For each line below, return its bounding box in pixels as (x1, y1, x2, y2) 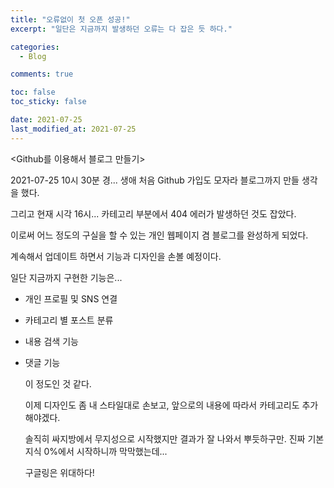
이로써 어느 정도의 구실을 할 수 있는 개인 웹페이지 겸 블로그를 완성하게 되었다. (10, 229, 309, 241)
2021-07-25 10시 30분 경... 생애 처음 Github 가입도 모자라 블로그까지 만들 (10, 174, 300, 186)
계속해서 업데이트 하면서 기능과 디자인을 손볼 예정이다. (10, 250, 222, 262)
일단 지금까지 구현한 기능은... (10, 271, 123, 283)
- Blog (19, 51, 47, 61)
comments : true (10, 69, 74, 80)
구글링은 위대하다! (24, 466, 95, 478)
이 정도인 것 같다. (24, 377, 92, 390)
